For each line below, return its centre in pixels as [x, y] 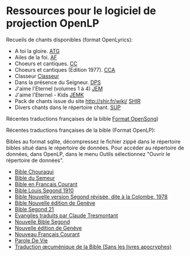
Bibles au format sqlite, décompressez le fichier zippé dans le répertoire [94, 141]
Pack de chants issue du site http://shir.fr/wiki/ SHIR [78, 101]
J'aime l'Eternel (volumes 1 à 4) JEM [59, 88]
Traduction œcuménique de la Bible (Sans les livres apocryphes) [93, 247]
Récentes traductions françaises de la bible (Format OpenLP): [81, 130]
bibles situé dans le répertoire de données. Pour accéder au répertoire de [95, 148]
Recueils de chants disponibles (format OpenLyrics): [70, 39]
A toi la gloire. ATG [37, 51]
